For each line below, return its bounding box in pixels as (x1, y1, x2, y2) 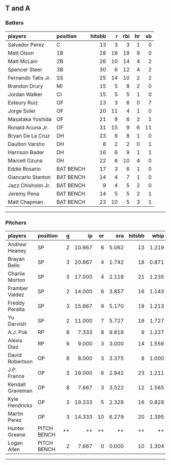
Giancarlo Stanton (8, 173, 51, 180)
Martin (8, 410, 24, 417)
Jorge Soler (8, 107, 36, 114)
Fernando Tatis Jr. (8, 74, 51, 81)
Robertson (8, 358, 33, 365)
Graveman (8, 387, 33, 394)
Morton (8, 276, 25, 283)
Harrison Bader (8, 149, 44, 156)
